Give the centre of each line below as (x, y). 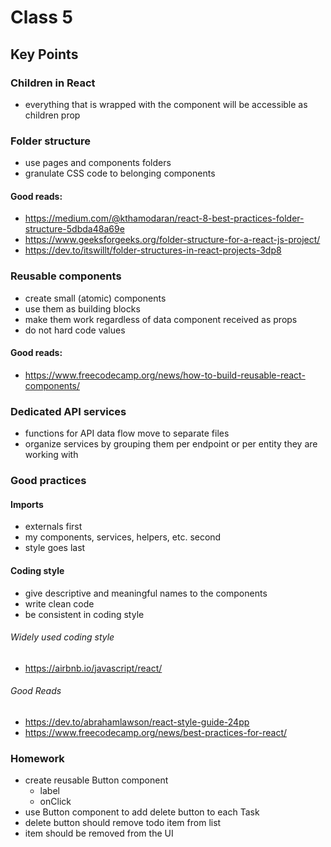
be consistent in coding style (84, 614)
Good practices (48, 481)
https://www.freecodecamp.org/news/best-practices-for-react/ (156, 732)
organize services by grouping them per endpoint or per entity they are (171, 444)
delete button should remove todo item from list (123, 823)
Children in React (53, 83)
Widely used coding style (62, 637)
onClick (55, 802)
